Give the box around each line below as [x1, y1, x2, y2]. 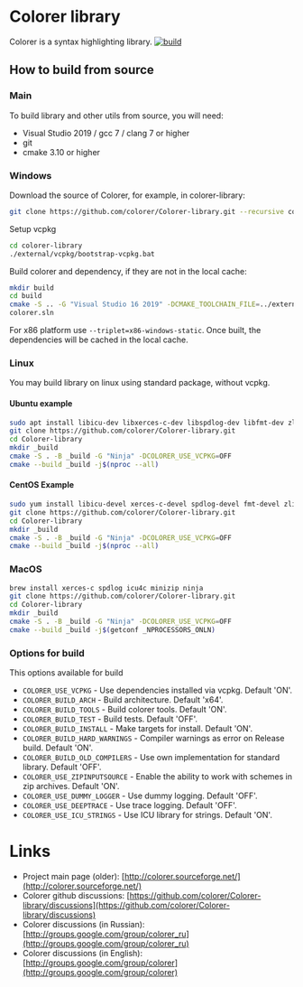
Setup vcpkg [9, 223, 57, 234]
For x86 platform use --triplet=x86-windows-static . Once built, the [9, 325, 262, 336]
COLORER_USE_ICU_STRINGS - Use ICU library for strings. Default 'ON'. [22, 810, 273, 821]
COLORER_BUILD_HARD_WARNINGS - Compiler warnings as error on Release [22, 733, 285, 744]
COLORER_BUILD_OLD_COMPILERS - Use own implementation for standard [22, 752, 280, 763]
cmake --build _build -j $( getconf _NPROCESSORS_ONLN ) [9, 625, 216, 634]
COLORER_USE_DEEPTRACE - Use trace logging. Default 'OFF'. [22, 800, 237, 811]
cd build [9, 292, 42, 301]
